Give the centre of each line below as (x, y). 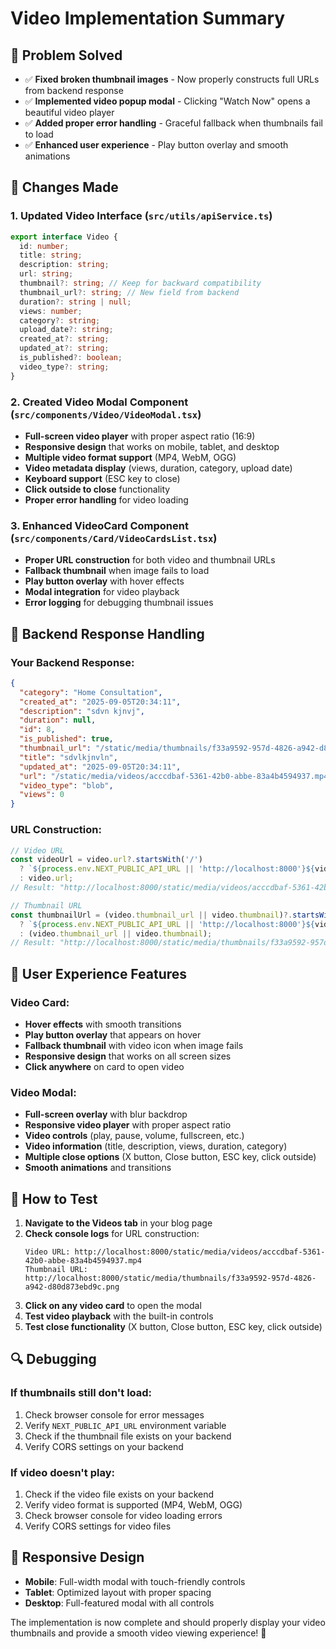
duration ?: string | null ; (75, 302)
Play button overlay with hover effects (104, 581)
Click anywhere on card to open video (104, 1066)
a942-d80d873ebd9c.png (72, 1287)
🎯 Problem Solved (66, 55)
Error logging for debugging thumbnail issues (119, 603)
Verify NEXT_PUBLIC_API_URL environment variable (125, 1425)
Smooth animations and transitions (98, 1168)
